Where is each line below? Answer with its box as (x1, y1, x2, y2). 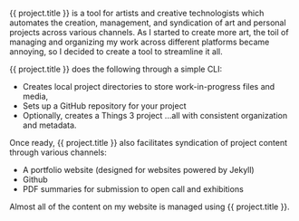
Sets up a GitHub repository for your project (22, 101, 187, 111)
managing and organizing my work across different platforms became (9, 36, 270, 47)
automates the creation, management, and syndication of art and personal (9, 17, 287, 28)
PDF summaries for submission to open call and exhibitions (22, 184, 245, 194)
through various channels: (9, 147, 107, 158)
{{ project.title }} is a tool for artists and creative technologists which (9, 8, 265, 18)
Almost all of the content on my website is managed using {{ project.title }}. (9, 201, 290, 212)
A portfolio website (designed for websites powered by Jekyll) (22, 165, 256, 175)
